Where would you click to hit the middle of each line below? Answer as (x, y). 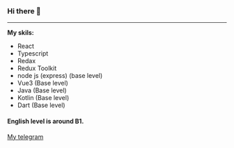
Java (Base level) (42, 90)
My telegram (25, 137)
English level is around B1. (46, 121)
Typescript (33, 54)
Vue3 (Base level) (42, 83)
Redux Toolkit (37, 68)
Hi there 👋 (24, 11)
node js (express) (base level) (60, 76)
